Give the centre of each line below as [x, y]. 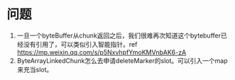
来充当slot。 [35, 69]
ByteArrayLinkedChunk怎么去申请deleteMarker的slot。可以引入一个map [122, 60]
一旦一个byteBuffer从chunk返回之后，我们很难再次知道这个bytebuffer [119, 35]
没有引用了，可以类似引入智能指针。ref [80, 44]
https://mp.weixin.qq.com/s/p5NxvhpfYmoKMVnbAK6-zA [102, 52]
